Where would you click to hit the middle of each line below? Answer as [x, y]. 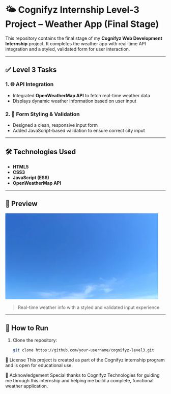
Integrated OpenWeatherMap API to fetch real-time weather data [81, 95]
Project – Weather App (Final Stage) [82, 24]
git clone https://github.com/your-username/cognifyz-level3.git [83, 350]
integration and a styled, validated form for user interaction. [68, 49]
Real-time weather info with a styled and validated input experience [89, 307]
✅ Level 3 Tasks [31, 70]
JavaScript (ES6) [31, 177]
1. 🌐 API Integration [30, 85]
